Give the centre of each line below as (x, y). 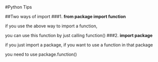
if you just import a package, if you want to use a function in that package (79, 45)
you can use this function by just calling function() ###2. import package (79, 35)
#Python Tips (19, 7)
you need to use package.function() (41, 54)
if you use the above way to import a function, (51, 26)
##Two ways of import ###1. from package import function (65, 16)
